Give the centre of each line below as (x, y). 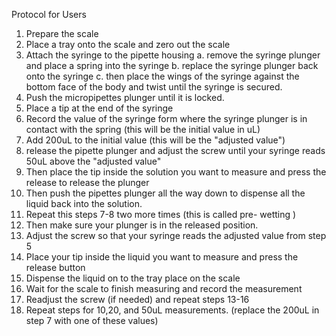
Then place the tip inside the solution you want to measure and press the (176, 172)
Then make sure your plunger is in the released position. (142, 225)
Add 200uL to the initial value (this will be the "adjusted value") (155, 140)
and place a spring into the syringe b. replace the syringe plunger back (172, 65)
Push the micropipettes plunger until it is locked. (125, 97)
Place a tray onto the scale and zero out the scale (128, 44)
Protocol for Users (49, 14)
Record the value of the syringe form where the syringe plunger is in (166, 118)
